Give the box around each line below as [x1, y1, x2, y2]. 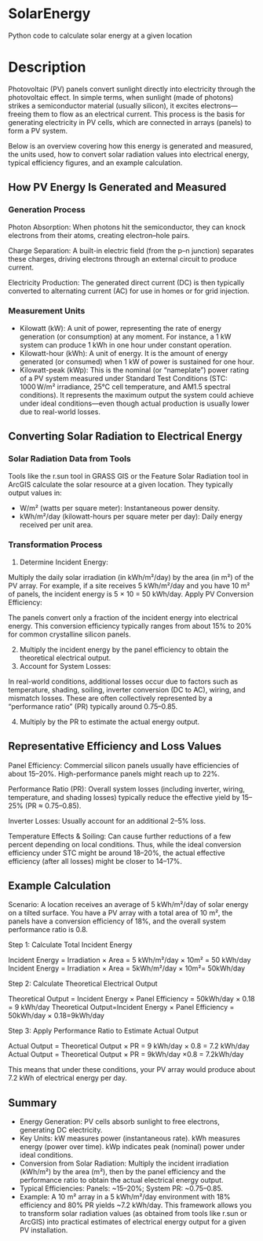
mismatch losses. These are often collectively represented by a [8, 693, 213, 703]
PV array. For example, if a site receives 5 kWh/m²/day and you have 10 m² [8, 581, 250, 590]
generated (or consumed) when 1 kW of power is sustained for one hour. [19, 357, 255, 366]
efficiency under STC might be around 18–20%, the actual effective [8, 848, 225, 857]
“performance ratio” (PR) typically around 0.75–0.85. [8, 701, 178, 711]
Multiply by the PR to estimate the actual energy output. [19, 717, 200, 726]
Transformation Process [8, 539, 103, 550]
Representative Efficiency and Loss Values [8, 740, 222, 753]
